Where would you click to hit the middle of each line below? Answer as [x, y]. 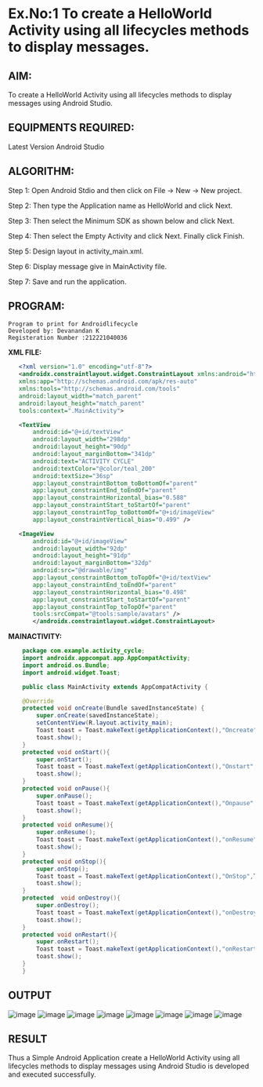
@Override [38, 701]
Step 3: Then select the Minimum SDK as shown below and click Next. [121, 221]
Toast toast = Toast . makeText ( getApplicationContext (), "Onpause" [145, 803]
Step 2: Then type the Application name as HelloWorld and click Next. [121, 206]
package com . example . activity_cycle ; [84, 651]
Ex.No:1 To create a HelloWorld [110, 14]
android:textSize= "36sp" [73, 476]
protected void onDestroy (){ [72, 898]
